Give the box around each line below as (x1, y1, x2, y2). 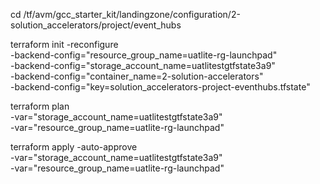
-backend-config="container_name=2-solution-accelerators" (10, 70, 264, 82)
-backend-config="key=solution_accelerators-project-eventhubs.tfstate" (10, 81, 311, 93)
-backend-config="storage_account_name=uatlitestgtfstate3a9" (10, 60, 276, 71)
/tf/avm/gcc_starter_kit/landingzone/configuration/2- (23, 9, 241, 20)
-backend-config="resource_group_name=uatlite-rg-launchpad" (10, 49, 278, 61)
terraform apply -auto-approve (10, 141, 138, 153)
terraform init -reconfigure (10, 39, 119, 50)
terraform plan (10, 100, 70, 112)
